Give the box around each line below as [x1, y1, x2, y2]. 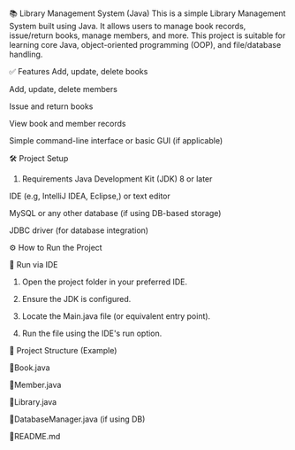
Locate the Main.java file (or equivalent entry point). [21, 311, 211, 322]
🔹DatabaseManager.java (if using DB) [9, 414, 146, 424]
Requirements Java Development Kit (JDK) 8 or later [21, 174, 213, 184]
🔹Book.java [9, 362, 50, 373]
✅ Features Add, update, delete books [9, 66, 148, 76]
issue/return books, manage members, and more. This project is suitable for [9, 30, 286, 41]
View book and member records [9, 119, 126, 128]
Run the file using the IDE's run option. [21, 328, 163, 338]
